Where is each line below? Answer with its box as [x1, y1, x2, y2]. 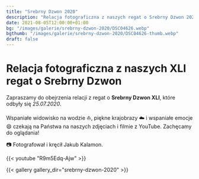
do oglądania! [6, 129, 40, 136]
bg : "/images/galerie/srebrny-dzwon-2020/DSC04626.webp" [6, 25, 150, 31]
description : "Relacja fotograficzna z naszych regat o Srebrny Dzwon [6, 14, 184, 20]
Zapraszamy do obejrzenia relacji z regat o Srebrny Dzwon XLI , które [6, 94, 176, 101]
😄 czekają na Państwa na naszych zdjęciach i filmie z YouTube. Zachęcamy [6, 123, 192, 130]
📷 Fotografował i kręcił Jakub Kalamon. [6, 140, 104, 148]
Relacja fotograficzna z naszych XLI [6, 62, 187, 75]
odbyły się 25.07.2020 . [6, 100, 62, 107]
